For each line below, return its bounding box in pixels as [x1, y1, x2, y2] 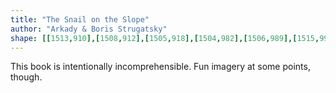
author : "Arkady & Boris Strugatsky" [10, 24, 168, 34]
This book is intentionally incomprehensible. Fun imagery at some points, [10, 61, 311, 73]
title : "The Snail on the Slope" [10, 14, 150, 25]
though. [10, 71, 43, 83]
